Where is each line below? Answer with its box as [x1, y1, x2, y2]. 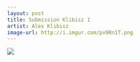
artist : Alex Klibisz [7, 22, 69, 29]
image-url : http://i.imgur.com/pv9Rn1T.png [7, 29, 134, 36]
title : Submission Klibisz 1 [7, 16, 91, 23]
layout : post [7, 10, 45, 17]
